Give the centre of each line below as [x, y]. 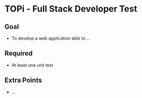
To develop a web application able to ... [51, 38]
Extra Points [23, 80]
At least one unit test [32, 65]
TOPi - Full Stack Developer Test [71, 9]
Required [18, 53]
